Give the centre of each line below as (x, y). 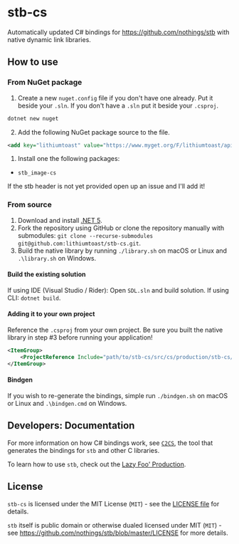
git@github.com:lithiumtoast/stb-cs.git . (79, 243)
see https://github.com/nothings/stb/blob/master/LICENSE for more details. (118, 533)
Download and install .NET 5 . (60, 220)
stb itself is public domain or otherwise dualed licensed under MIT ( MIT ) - (115, 525)
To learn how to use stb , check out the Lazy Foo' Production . (97, 464)
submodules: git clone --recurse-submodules (85, 235)
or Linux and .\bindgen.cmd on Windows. (67, 403)
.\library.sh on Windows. (57, 258)
